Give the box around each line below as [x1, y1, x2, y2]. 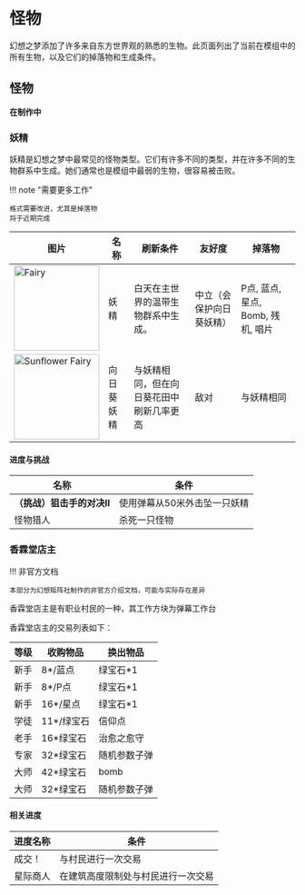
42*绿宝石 [41, 765, 87, 778]
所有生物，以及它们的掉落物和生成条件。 [9, 51, 161, 62]
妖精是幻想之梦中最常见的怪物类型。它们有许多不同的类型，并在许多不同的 [9, 154, 288, 164]
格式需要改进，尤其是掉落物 [9, 204, 98, 214]
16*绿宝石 [41, 731, 87, 744]
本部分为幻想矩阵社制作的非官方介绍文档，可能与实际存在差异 [9, 585, 206, 595]
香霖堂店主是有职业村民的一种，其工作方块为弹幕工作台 [9, 602, 216, 613]
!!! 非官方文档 [9, 565, 59, 577]
